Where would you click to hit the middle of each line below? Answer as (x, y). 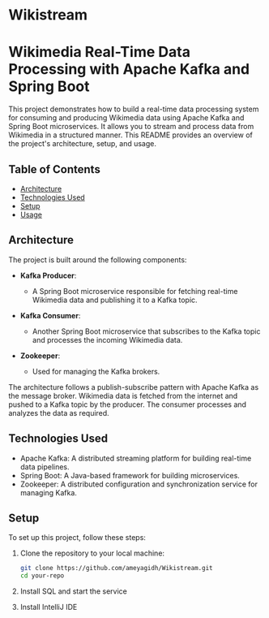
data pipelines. (45, 467)
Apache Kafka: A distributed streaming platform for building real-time (136, 458)
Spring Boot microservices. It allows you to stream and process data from (131, 127)
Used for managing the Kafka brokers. (96, 371)
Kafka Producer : (48, 275)
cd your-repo (42, 576)
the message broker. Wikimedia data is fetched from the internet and (123, 395)
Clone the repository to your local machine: (92, 553)
